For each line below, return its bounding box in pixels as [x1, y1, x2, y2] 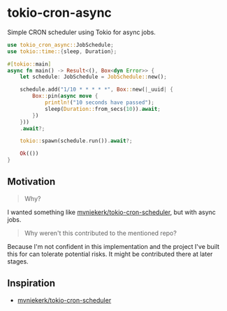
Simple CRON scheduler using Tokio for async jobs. [7, 28, 156, 36]
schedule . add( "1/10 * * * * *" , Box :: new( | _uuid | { [20, 86, 173, 93]
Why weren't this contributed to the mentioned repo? [24, 229, 177, 237]
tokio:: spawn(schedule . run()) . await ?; [20, 137, 133, 144]
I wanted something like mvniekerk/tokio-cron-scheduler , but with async [7, 208, 217, 216]
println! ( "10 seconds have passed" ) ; [44, 99, 155, 106]
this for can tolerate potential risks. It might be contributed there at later [7, 250, 213, 258]
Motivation [7, 176, 56, 188]
